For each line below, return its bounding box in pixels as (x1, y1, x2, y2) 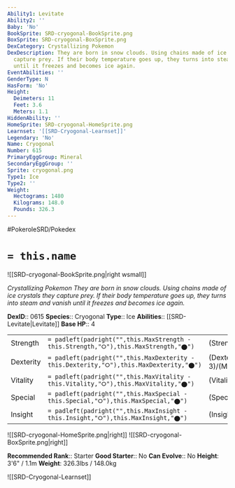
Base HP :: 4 (61, 320, 96, 328)
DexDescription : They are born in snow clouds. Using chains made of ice (7, 50, 227, 57)
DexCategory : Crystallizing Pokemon (7, 43, 114, 50)
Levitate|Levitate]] (7, 320, 60, 328)
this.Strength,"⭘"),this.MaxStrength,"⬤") (48, 342, 195, 351)
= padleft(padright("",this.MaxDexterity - (48, 354, 195, 362)
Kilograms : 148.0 (13, 199, 64, 207)
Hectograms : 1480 (13, 193, 64, 200)
